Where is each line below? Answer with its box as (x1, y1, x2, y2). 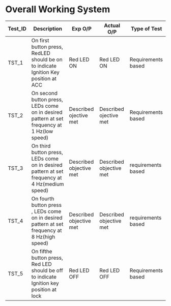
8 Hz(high (31, 233, 55, 240)
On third (31, 142, 51, 149)
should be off (31, 267, 64, 274)
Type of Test (130, 25, 162, 32)
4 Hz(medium (31, 180, 65, 188)
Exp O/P (72, 25, 92, 32)
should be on (31, 56, 63, 63)
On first (31, 37, 49, 44)
